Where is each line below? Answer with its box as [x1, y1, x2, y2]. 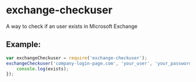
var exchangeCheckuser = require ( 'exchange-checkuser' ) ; [6, 55, 148, 61]
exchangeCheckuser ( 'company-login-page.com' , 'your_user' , [6, 60, 153, 66]
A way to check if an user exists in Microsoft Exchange [6, 23, 138, 30]
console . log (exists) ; [16, 66, 69, 72]
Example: [6, 40, 41, 49]
